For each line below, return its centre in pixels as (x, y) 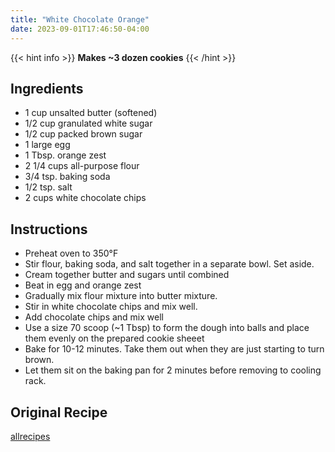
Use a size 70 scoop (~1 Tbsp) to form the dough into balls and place (167, 328)
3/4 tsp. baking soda (67, 177)
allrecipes (30, 436)
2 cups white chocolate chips (85, 198)
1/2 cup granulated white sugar (88, 123)
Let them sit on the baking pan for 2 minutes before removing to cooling (173, 370)
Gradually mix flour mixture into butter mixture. (121, 296)
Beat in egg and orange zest (83, 285)
